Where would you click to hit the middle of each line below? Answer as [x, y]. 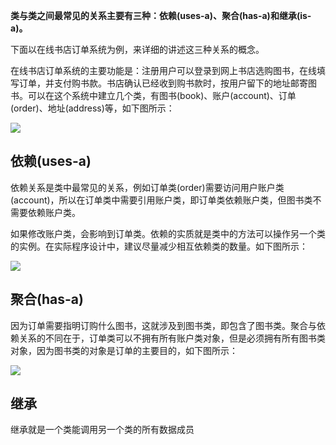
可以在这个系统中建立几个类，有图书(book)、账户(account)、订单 [162, 95]
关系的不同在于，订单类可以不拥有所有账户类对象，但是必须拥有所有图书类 [172, 338]
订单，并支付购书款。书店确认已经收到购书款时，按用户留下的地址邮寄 [163, 83]
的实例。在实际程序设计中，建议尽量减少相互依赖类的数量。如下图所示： [159, 246]
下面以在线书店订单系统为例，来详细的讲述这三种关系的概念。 [137, 49]
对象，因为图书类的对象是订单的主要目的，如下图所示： [124, 350]
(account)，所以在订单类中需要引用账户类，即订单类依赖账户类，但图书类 [161, 200]
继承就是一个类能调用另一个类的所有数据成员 [102, 430]
